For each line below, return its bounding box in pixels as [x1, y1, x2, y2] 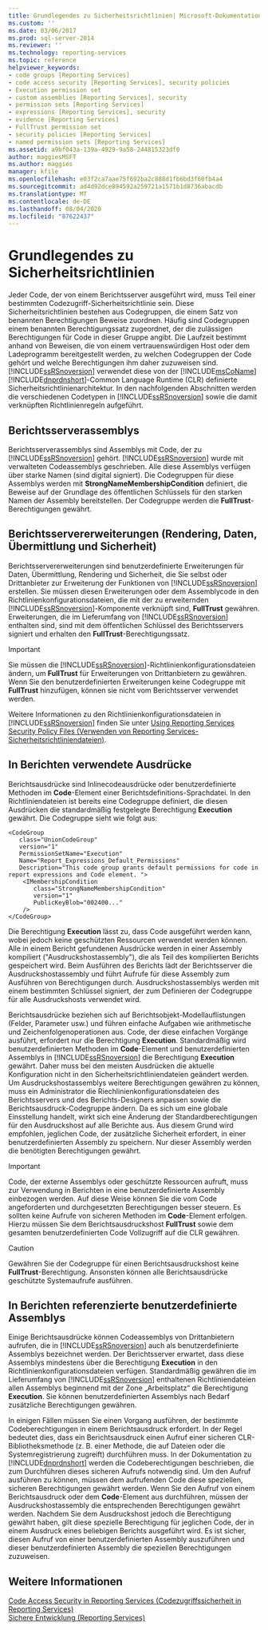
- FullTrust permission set [8, 123, 102, 131]
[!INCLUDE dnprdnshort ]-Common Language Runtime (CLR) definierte [8, 375, 238, 384]
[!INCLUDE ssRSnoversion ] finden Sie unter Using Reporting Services [8, 718, 235, 727]
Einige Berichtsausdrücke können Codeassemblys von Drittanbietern [8, 1332, 235, 1342]
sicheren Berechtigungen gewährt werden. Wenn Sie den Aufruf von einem [8, 1484, 255, 1493]
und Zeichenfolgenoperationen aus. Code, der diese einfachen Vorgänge [8, 1027, 249, 1036]
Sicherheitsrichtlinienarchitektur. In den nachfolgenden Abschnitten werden [8, 384, 257, 393]
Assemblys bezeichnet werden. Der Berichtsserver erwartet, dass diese [8, 1350, 245, 1359]
